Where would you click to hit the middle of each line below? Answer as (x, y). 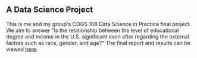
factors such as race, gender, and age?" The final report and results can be (98, 43)
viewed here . (22, 49)
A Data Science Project (50, 10)
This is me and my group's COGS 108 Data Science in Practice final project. (99, 24)
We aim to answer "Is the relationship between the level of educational (93, 30)
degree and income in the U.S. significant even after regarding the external (98, 36)
